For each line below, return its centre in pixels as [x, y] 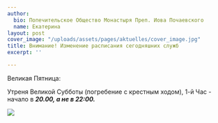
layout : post [26, 33]
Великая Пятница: [34, 78]
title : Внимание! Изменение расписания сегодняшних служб [93, 46]
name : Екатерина [37, 26]
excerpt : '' [24, 53]
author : [18, 14]
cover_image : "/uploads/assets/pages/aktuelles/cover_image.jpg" [104, 40]
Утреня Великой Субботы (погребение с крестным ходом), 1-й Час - [109, 92]
